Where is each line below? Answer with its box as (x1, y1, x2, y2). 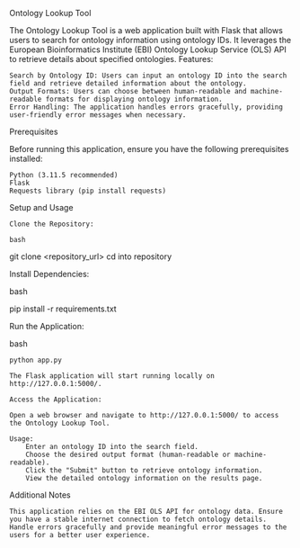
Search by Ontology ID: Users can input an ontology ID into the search (9, 71, 287, 80)
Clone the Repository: (9, 220, 94, 229)
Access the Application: (9, 395, 102, 404)
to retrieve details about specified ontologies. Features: (9, 54, 214, 64)
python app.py (9, 355, 63, 364)
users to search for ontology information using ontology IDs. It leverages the (9, 35, 292, 45)
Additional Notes (9, 490, 71, 500)
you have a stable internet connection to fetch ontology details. (9, 515, 268, 524)
